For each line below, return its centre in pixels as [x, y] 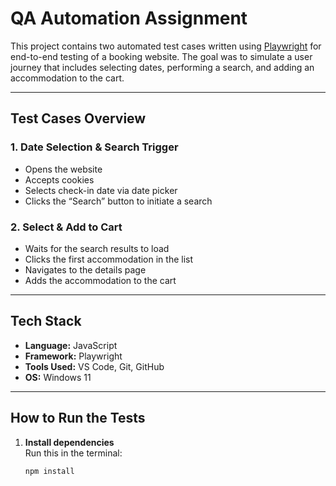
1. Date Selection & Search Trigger [94, 147]
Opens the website [63, 169]
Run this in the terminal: [73, 453]
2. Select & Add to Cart [66, 227]
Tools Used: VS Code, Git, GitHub [94, 366]
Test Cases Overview [78, 118]
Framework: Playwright [73, 356]
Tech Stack [46, 321]
